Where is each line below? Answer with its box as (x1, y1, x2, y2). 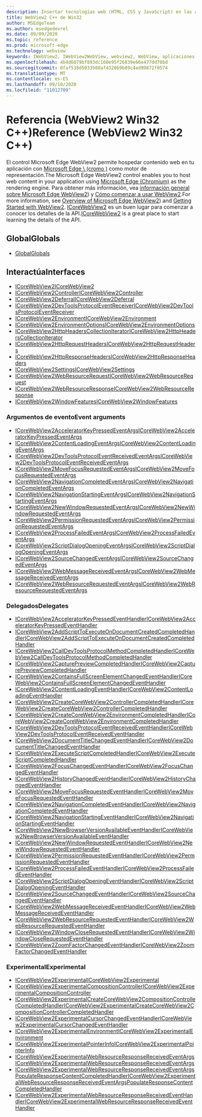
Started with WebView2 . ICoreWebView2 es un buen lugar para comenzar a (6, 203, 194, 211)
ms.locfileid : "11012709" (6, 87, 71, 93)
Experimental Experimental (6, 962, 86, 971)
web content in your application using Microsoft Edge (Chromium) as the (6, 178, 186, 185)
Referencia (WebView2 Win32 (6, 113, 160, 127)
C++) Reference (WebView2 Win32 (6, 126, 183, 140)
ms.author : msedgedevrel (6, 25, 69, 32)
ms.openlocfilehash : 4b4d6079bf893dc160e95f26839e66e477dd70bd (6, 59, 168, 65)
